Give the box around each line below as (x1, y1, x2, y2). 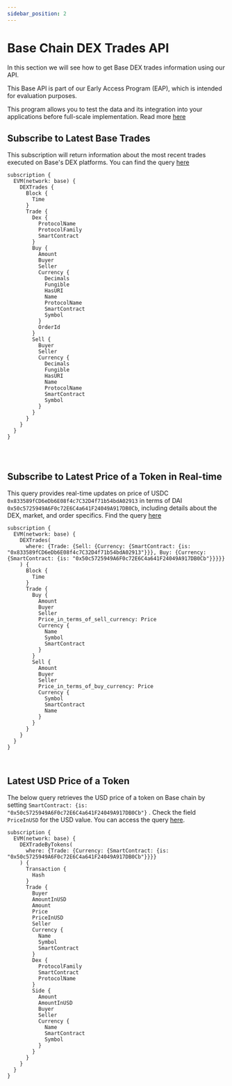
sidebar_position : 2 (7, 10, 67, 17)
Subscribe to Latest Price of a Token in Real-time (7, 470, 222, 482)
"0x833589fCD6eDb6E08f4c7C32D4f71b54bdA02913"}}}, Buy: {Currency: (7, 549, 207, 557)
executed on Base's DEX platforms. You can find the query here (7, 158, 190, 167)
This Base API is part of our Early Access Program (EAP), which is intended (7, 84, 222, 93)
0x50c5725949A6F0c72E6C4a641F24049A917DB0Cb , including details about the (7, 504, 217, 512)
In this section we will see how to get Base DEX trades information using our (7, 63, 226, 72)
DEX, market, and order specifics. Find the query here (7, 511, 162, 520)
